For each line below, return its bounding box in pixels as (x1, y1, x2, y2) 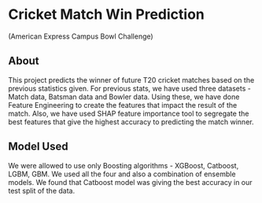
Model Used (8, 140, 68, 153)
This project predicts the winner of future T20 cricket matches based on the (8, 75, 255, 84)
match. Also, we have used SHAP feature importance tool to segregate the (8, 109, 249, 118)
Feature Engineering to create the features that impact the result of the (8, 100, 238, 109)
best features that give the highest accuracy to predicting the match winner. (8, 116, 254, 127)
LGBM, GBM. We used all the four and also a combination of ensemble (8, 169, 236, 179)
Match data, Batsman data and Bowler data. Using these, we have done (8, 92, 240, 101)
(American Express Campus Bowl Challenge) (8, 31, 153, 41)
